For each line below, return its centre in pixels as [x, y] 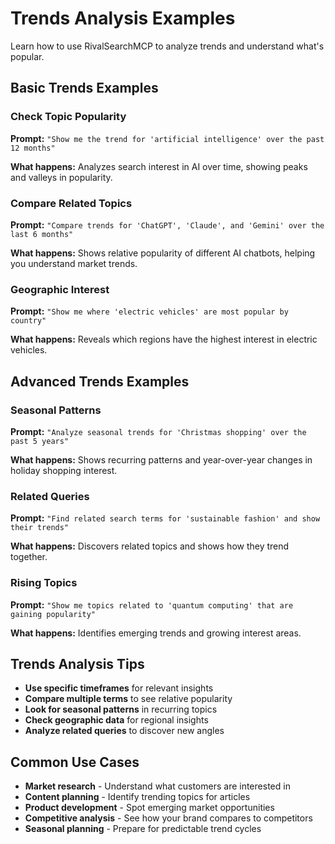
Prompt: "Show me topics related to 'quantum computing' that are [152, 604]
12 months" [33, 148]
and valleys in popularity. [61, 177]
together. [29, 557]
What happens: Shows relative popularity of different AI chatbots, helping [163, 253]
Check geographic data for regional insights [116, 720]
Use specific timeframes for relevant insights [119, 688]
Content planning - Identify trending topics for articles [137, 797]
